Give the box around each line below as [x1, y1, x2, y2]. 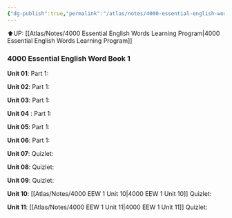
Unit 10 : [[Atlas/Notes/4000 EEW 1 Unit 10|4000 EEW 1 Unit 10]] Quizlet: [7, 189, 212, 197]
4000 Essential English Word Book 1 [7, 53, 130, 63]
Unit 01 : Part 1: [7, 69, 49, 77]
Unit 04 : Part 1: [7, 109, 52, 117]
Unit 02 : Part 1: [7, 82, 50, 90]
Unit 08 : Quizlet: [7, 163, 55, 171]
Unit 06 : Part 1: [7, 136, 50, 144]
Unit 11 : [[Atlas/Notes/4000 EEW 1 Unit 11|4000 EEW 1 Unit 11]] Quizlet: [7, 203, 208, 211]
